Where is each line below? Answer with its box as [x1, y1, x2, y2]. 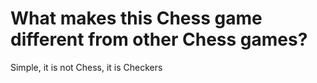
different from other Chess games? [10, 28, 308, 51]
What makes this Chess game [10, 7, 263, 30]
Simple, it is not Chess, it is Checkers [10, 61, 163, 73]
